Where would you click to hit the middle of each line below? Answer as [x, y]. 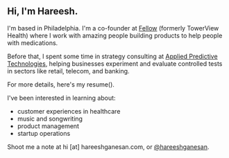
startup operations [44, 133]
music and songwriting [50, 119]
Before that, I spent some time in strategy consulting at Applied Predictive [112, 56]
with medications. [33, 43]
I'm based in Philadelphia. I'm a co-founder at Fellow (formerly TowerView [113, 28]
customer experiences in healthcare [69, 111]
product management [48, 126]
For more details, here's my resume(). [61, 84]
